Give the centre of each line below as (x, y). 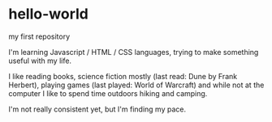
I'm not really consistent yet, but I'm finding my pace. (97, 109)
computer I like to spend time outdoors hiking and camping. (108, 93)
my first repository (39, 36)
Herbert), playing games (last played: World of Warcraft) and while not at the (136, 85)
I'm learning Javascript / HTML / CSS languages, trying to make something (134, 52)
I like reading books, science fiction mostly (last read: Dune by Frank (123, 76)
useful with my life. (40, 61)
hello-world (49, 14)
